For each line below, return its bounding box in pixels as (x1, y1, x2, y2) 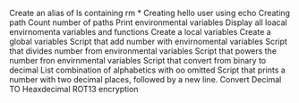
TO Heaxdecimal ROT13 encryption (9, 84, 139, 94)
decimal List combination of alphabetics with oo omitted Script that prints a (9, 64, 286, 75)
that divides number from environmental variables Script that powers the (9, 46, 278, 56)
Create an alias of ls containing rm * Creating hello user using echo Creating (9, 8, 291, 18)
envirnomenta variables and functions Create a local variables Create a (9, 27, 271, 37)
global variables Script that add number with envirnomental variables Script (9, 36, 288, 47)
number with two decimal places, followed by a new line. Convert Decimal (9, 74, 282, 84)
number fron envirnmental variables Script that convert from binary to (9, 56, 267, 65)
